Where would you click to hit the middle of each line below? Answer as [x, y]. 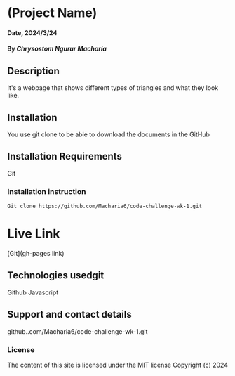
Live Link [34, 234]
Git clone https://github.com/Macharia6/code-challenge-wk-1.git [105, 206]
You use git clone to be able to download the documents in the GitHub [109, 134]
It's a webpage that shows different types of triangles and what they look [113, 88]
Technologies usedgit [56, 275]
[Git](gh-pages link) [36, 254]
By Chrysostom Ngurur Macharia [57, 49]
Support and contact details [69, 315]
